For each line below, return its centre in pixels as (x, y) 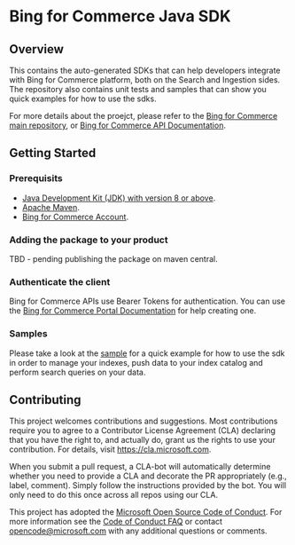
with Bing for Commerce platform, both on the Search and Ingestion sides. (145, 80)
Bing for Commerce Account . (75, 217)
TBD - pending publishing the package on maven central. (114, 258)
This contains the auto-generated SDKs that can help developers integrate (145, 70)
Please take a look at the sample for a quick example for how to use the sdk (147, 353)
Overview (37, 49)
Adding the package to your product (89, 240)
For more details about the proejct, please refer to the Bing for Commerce (144, 116)
